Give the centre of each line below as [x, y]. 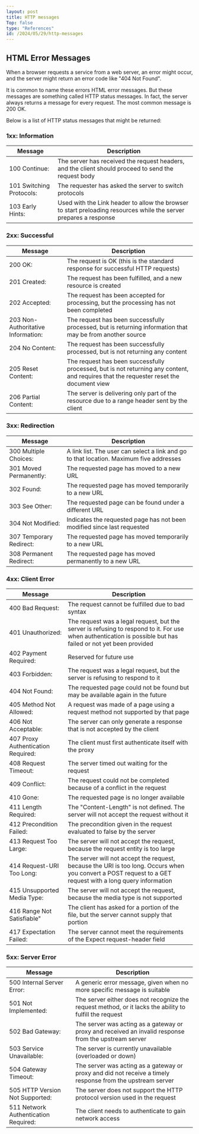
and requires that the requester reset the [123, 376]
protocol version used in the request [126, 1098]
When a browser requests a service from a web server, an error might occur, [99, 72]
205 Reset [24, 368]
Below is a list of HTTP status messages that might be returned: [84, 120]
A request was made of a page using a [121, 705]
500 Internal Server [36, 982]
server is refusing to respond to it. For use [126, 629]
